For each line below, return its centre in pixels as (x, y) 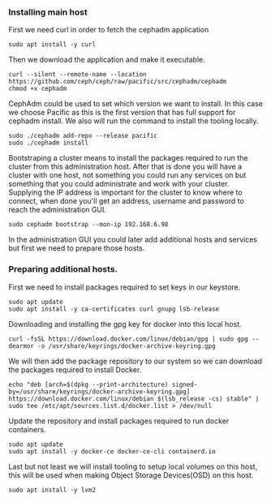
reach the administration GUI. (58, 210)
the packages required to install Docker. (75, 369)
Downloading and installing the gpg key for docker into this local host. (125, 324)
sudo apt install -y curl (52, 45)
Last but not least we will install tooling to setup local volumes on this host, (133, 466)
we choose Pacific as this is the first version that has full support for (122, 113)
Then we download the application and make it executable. (107, 60)
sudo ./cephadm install (49, 143)
